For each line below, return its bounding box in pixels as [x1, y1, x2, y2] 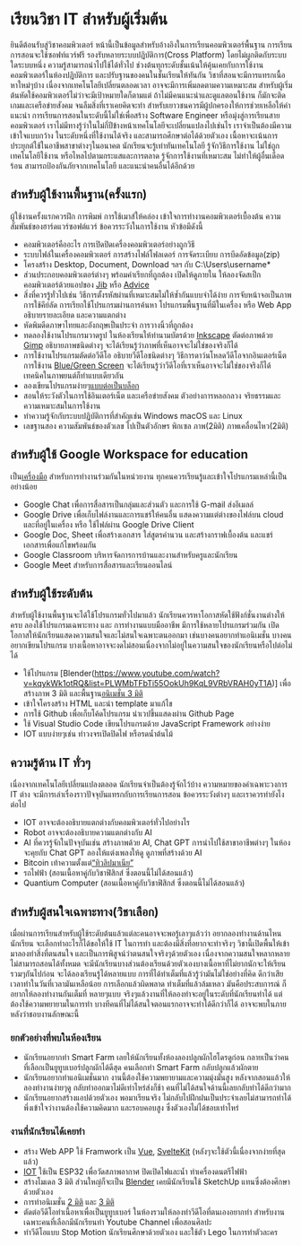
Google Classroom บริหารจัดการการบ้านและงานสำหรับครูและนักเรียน [22, 549, 238, 560]
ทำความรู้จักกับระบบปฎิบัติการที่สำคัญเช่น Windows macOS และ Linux [22, 410, 243, 421]
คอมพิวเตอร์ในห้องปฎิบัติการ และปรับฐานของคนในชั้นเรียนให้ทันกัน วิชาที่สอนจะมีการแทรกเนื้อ [10, 69, 286, 80]
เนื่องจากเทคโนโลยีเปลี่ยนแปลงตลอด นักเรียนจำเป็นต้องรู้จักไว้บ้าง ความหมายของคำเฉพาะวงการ [10, 779, 288, 789]
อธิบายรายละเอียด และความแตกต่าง [22, 309, 126, 320]
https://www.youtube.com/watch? [94, 668, 220, 679]
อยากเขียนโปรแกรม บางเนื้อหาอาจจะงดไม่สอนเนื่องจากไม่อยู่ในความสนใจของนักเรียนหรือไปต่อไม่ [10, 640, 293, 650]
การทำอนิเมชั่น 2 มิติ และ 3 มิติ [22, 1196, 115, 1207]
